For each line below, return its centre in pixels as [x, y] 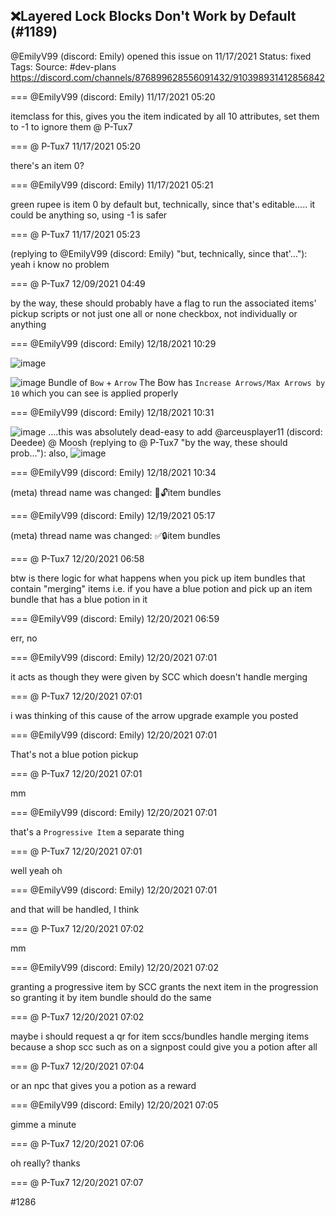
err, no [24, 638]
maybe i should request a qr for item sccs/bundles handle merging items [160, 1036]
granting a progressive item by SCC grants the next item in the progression [164, 986]
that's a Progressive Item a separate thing [97, 831]
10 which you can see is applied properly [94, 393]
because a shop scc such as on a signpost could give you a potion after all [164, 1046]
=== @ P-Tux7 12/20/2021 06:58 [77, 558]
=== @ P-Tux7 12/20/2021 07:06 [77, 1143]
